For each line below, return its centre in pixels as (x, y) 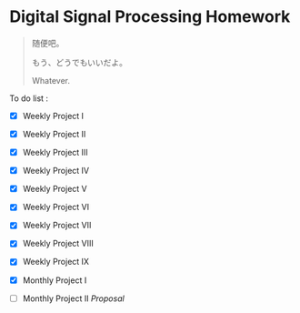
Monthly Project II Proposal (73, 298)
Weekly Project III (55, 153)
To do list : (29, 98)
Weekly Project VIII (58, 244)
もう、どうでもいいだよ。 (80, 62)
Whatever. (51, 80)
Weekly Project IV (55, 171)
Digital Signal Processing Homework (150, 17)
